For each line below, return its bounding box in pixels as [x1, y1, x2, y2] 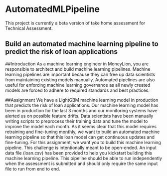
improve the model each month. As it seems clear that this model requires [5, 123, 157, 129]
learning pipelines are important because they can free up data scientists [5, 71, 156, 77]
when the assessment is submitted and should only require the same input [5, 161, 158, 167]
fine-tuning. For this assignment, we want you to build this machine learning [5, 139, 161, 145]
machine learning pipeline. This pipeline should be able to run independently [5, 155, 163, 161]
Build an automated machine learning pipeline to [5, 40, 159, 48]
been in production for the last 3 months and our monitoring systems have [5, 107, 158, 113]
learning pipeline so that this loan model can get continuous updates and [5, 134, 155, 140]
